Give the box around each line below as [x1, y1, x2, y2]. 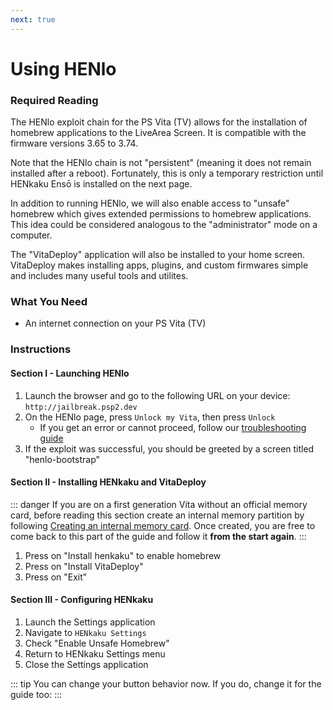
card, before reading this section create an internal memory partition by [10, 509, 305, 521]
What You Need [10, 295, 88, 309]
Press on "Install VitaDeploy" [24, 560, 144, 572]
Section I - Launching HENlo [10, 367, 130, 379]
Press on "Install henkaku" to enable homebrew [24, 549, 222, 561]
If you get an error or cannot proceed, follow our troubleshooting [39, 421, 307, 433]
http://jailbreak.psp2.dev [24, 402, 138, 412]
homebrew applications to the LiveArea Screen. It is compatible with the [10, 127, 307, 139]
